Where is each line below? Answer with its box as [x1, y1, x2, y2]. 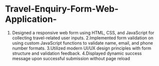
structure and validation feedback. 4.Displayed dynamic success [12, 50, 142, 56]
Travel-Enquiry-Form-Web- [5, 3, 119, 15]
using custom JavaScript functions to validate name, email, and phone [12, 40, 153, 46]
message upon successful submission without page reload [12, 55, 130, 61]
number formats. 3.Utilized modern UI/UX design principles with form [12, 45, 152, 51]
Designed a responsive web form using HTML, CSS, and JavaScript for [12, 30, 155, 35]
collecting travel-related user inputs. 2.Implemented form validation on [12, 35, 154, 41]
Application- [5, 14, 57, 25]
